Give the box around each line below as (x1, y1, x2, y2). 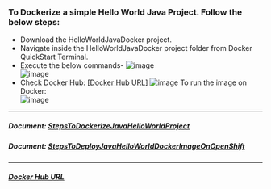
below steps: (8, 16, 60, 27)
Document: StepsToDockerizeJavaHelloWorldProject (8, 120, 190, 131)
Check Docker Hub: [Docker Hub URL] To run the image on (19, 78, 248, 87)
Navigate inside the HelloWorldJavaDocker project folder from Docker (19, 44, 252, 53)
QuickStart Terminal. (19, 52, 89, 62)
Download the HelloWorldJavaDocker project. (19, 35, 172, 44)
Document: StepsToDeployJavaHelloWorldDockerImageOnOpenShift (8, 141, 245, 151)
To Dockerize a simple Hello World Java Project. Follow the (8, 6, 243, 18)
